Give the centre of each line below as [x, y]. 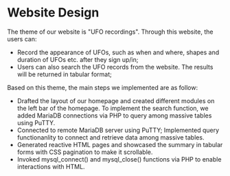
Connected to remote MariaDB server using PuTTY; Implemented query [118, 130]
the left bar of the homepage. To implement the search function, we [113, 108]
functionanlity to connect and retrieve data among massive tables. [111, 137]
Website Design [53, 13]
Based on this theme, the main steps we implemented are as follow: [102, 87]
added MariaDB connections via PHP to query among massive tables [114, 115]
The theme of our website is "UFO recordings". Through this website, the [110, 32]
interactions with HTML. [51, 166]
